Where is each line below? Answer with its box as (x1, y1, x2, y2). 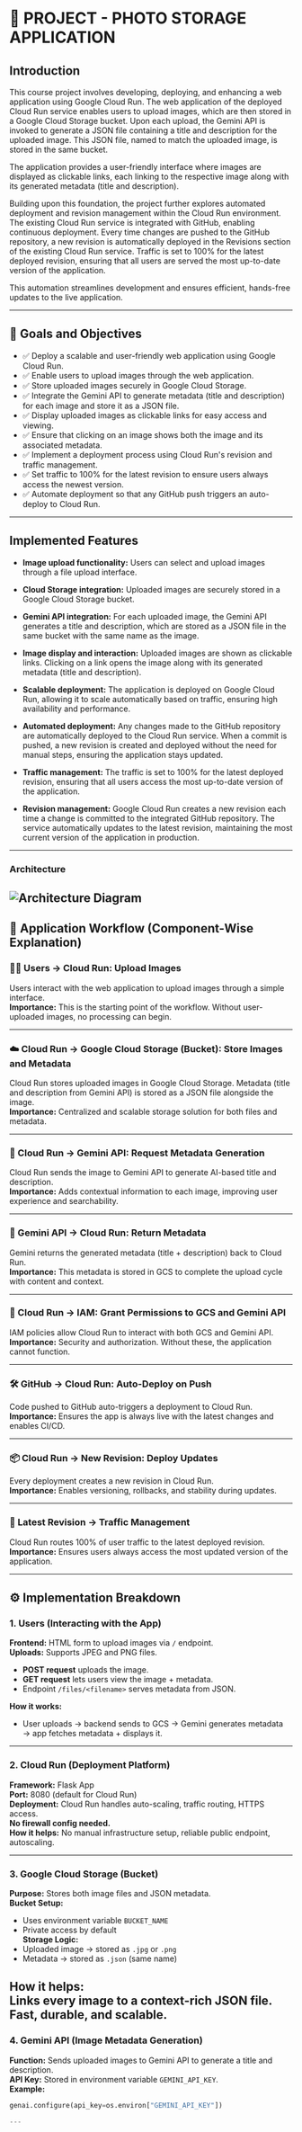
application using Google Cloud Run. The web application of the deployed (9, 96, 283, 107)
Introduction (9, 63, 81, 78)
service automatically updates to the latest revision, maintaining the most (22, 822, 293, 833)
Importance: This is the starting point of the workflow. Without (9, 1002, 241, 1012)
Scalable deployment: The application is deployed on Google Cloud (22, 683, 276, 695)
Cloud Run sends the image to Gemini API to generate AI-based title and (9, 1167, 277, 1178)
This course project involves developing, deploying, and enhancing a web (9, 87, 282, 97)
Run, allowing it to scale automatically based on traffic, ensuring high (22, 693, 279, 704)
